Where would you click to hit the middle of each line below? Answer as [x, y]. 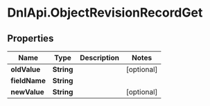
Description [99, 58]
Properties [30, 38]
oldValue [26, 69]
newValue [27, 92]
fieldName [28, 81]
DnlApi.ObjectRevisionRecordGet [105, 13]
